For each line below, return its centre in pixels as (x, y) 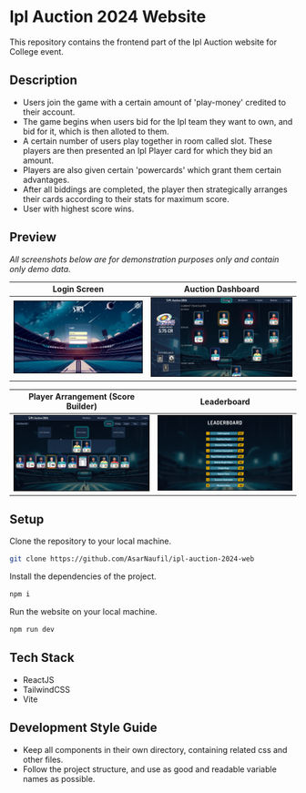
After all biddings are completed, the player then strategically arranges (155, 189)
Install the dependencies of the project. (83, 576)
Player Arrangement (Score (82, 397)
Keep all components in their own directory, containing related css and (155, 749)
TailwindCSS (46, 689)
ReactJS (38, 679)
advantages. (46, 179)
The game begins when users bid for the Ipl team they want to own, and (158, 121)
